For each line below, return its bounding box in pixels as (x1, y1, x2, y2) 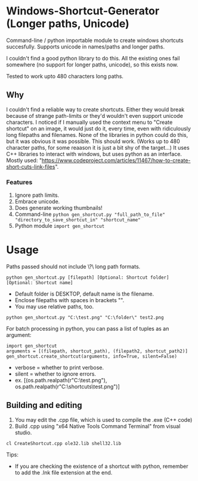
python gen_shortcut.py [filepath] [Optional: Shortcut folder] (6, 274, 169, 281)
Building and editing (6, 400, 82, 410)
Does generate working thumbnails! (14, 205, 103, 212)
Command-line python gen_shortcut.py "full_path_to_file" (14, 211, 165, 218)
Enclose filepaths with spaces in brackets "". (14, 296, 125, 303)
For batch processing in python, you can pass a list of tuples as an (6, 325, 169, 332)
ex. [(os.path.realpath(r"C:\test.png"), (14, 376, 107, 383)
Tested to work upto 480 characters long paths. (6, 72, 124, 80)
